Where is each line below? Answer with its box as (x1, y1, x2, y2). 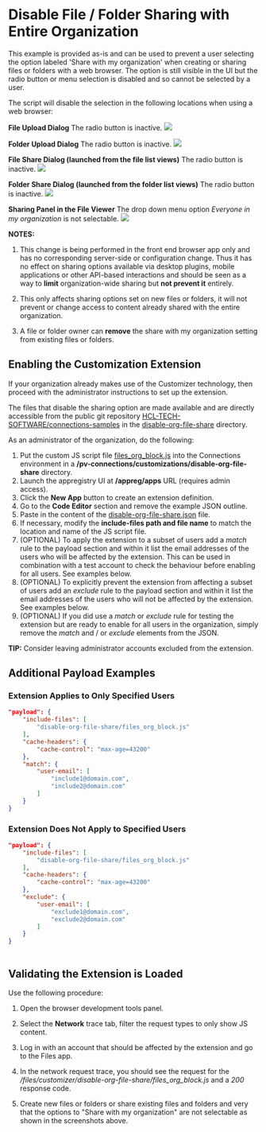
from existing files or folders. (19, 334, 114, 344)
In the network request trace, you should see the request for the (19, 1066, 230, 1076)
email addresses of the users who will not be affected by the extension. (19, 594, 254, 604)
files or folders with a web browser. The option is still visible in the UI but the (8, 65, 258, 75)
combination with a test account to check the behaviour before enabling (19, 560, 256, 570)
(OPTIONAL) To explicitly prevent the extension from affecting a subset (19, 577, 253, 586)
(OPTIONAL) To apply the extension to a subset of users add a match (19, 535, 247, 544)
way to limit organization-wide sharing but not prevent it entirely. (19, 278, 234, 288)
